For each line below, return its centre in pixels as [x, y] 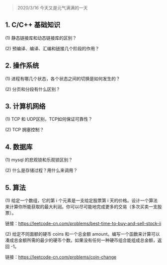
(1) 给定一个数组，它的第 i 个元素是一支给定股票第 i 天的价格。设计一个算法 [82, 200]
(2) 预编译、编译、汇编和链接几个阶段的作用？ [52, 48]
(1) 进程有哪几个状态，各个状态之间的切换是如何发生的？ [63, 79]
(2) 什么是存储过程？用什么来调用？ [42, 171]
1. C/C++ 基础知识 [33, 25]
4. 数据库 [19, 147]
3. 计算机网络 [25, 106]
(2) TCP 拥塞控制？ [25, 130]
